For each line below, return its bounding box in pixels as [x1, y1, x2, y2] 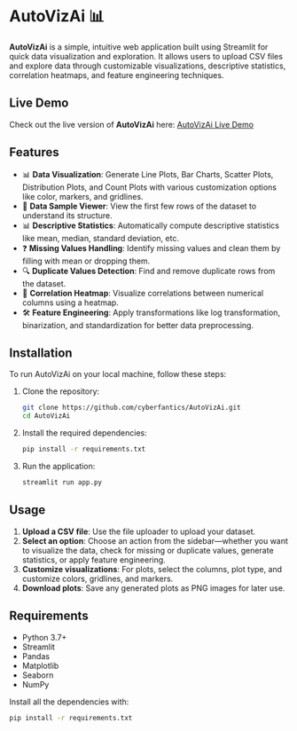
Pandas [21, 650, 51, 661]
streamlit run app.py [21, 478, 102, 487]
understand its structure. [21, 209, 113, 221]
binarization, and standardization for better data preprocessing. [21, 319, 254, 330]
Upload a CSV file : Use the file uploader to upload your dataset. [21, 526, 255, 537]
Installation [9, 345, 73, 360]
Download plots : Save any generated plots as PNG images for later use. [21, 582, 285, 593]
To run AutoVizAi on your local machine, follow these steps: [9, 369, 227, 380]
